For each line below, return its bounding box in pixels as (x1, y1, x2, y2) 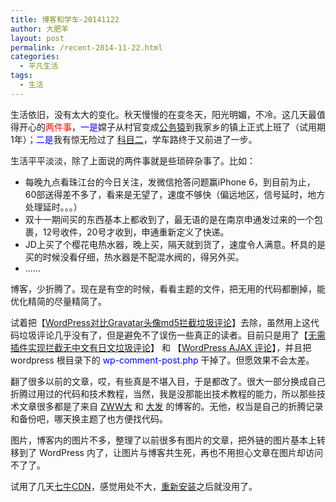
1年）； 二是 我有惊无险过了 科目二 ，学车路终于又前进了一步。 (10, 133, 258, 145)
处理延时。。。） (24, 201, 83, 213)
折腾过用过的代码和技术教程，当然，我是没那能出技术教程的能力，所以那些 (10, 387, 317, 400)
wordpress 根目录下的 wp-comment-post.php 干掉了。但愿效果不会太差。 (10, 354, 315, 366)
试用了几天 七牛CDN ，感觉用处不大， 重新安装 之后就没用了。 (10, 480, 258, 492)
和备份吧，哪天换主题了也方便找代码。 (10, 412, 168, 425)
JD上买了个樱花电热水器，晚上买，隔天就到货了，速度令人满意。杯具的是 (24, 238, 326, 250)
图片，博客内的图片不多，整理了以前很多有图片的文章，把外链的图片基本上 (10, 434, 317, 446)
